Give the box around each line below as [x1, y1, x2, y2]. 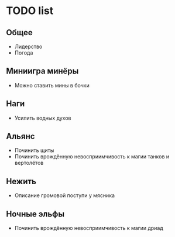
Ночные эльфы [6, 209, 65, 219]
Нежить [6, 176, 37, 186]
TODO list [6, 4, 54, 18]
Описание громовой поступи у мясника [14, 192, 115, 199]
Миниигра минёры [6, 66, 79, 76]
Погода [14, 49, 33, 56]
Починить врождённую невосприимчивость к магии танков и [14, 153, 170, 160]
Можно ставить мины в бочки [14, 82, 90, 89]
